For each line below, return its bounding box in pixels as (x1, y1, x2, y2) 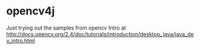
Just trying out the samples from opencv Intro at (6, 24, 127, 31)
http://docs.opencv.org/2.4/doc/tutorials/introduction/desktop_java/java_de (6, 30, 194, 37)
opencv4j (6, 4, 55, 18)
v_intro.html (6, 37, 35, 44)
